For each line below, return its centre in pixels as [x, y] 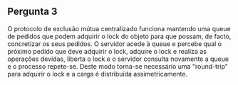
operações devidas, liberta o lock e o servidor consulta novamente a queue [118, 59]
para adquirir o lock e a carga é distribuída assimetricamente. [97, 74]
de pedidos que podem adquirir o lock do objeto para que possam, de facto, [119, 36]
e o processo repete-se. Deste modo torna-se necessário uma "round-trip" [118, 66]
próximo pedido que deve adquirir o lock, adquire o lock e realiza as [107, 51]
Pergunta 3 [32, 12]
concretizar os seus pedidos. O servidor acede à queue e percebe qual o [115, 44]
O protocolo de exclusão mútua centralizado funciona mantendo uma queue [119, 28]
